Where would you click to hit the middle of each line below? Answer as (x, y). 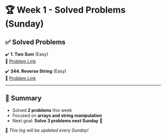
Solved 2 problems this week (42, 110)
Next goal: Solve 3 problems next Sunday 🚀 (57, 121)
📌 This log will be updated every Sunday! (47, 130)
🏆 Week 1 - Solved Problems (65, 10)
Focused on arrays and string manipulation (57, 115)
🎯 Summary (23, 98)
